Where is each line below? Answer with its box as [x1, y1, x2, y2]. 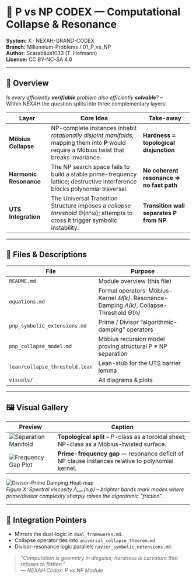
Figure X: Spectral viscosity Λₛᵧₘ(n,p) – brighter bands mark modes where [6, 486, 184, 493]
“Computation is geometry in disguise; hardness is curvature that [20, 554, 178, 561]
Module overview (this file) [98, 277, 172, 285]
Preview [19, 423, 43, 431]
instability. [51, 223, 79, 231]
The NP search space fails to [51, 162, 130, 171]
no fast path [142, 181, 178, 189]
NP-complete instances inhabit [51, 124, 137, 132]
